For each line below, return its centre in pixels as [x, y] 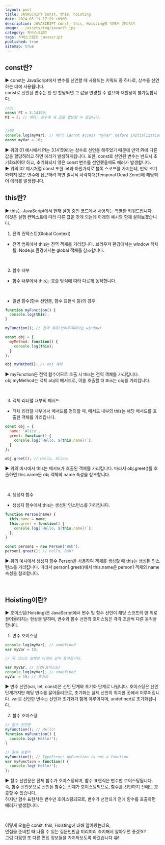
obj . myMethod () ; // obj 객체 [34, 364]
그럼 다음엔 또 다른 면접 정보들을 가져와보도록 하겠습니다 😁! [62, 838]
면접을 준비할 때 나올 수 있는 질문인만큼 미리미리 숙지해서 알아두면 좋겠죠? [76, 832]
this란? [16, 198]
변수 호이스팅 [25, 636]
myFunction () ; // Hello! [30, 730]
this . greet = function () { [37, 524]
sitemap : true [20, 46]
